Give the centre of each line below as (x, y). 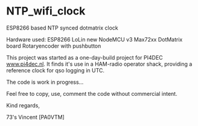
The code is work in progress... (45, 82)
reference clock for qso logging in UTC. (55, 70)
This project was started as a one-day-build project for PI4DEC (85, 57)
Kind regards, (23, 105)
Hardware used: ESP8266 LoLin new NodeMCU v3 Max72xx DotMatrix (94, 39)
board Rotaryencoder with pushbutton (54, 46)
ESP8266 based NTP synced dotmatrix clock (62, 28)
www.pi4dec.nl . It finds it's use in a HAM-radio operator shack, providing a (99, 64)
